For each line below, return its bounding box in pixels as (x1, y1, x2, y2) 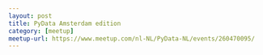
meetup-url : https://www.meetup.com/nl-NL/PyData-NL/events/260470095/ (8, 34, 255, 43)
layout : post (8, 11, 53, 20)
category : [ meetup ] (8, 27, 74, 35)
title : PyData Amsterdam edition (8, 19, 121, 27)
